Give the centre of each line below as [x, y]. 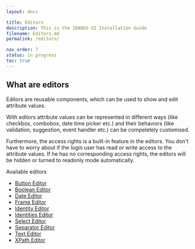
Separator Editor [35, 227]
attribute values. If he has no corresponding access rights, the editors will [96, 154]
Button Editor [31, 183]
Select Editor [30, 221]
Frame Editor [30, 202]
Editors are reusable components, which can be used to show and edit [92, 99]
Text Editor [28, 234]
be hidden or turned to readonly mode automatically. [70, 160]
